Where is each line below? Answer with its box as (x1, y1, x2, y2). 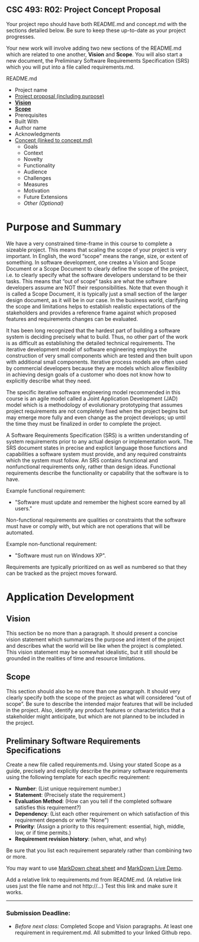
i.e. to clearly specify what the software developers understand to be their (6, 271, 187, 278)
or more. (6, 853, 27, 860)
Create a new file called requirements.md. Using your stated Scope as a (6, 761, 182, 769)
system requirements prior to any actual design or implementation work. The (6, 438, 193, 445)
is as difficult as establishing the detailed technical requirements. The (6, 339, 176, 346)
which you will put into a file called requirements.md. (6, 63, 135, 70)
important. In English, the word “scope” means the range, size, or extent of (6, 252, 188, 259)
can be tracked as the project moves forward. (6, 570, 117, 577)
